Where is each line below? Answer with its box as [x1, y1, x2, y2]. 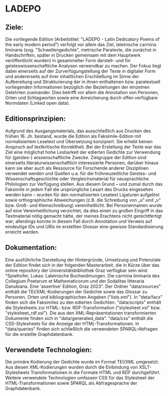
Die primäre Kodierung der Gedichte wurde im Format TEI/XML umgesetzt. [5, 359, 159, 365]
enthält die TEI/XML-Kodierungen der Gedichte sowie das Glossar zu [5, 288, 147, 294]
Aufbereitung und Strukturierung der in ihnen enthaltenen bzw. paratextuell [5, 79, 160, 85]
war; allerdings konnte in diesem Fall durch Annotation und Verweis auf [5, 218, 152, 224]
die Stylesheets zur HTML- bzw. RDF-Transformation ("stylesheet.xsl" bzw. [5, 304, 161, 310]
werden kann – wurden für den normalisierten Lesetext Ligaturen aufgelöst [5, 191, 159, 198]
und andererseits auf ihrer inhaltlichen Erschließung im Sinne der [5, 74, 139, 79]
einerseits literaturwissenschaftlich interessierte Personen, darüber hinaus [5, 160, 159, 166]
